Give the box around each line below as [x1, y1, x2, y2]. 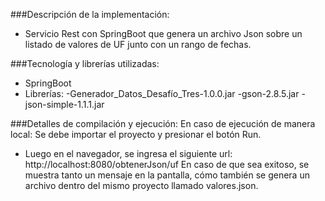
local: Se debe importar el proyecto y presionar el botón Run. [10, 129, 262, 140]
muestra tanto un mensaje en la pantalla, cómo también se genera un [24, 169, 310, 181]
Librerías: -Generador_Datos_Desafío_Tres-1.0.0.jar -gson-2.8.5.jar [24, 88, 300, 99]
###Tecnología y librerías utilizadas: [10, 58, 160, 69]
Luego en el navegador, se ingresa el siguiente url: [24, 148, 233, 159]
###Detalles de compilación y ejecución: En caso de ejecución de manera [10, 118, 316, 129]
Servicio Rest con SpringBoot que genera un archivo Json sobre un [24, 28, 303, 39]
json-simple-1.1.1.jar [24, 99, 105, 110]
